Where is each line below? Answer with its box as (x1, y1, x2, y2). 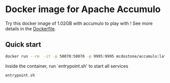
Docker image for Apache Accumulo (5, 4, 161, 15)
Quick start (5, 40, 41, 49)
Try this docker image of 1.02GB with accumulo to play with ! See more (5, 20, 153, 26)
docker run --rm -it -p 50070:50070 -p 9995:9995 (5, 54, 114, 59)
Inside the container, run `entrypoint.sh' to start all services (5, 63, 129, 69)
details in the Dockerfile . (5, 25, 56, 31)
